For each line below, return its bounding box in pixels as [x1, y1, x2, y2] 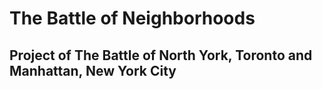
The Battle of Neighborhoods [9, 7, 256, 30]
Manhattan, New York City [9, 62, 177, 79]
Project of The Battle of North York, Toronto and [9, 47, 313, 64]
